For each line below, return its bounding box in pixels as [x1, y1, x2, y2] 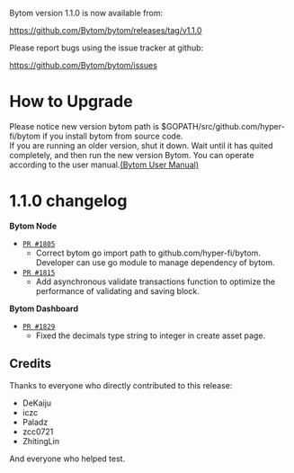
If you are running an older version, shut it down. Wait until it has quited [9, 139, 273, 151]
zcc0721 [22, 426, 54, 437]
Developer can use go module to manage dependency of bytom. [35, 256, 275, 268]
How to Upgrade [9, 92, 133, 112]
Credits [9, 356, 52, 371]
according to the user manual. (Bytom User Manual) [9, 159, 200, 170]
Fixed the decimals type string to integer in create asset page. [35, 330, 266, 341]
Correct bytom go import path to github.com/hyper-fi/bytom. [35, 247, 261, 258]
